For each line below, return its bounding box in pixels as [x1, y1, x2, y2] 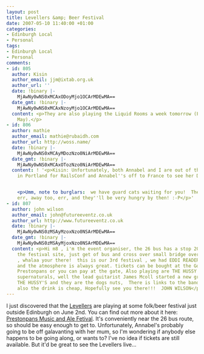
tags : [6, 43, 20, 49]
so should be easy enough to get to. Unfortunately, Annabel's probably [6, 321, 184, 328]
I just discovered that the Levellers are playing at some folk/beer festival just [6, 302, 197, 309]
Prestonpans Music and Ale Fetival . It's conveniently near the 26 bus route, [6, 314, 194, 322]
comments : [6, 60, 32, 66]
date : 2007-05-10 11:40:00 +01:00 [6, 20, 94, 26]
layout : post [6, 9, 39, 15]
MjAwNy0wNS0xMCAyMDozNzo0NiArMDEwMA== [17, 150, 115, 156]
